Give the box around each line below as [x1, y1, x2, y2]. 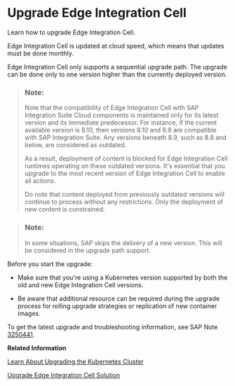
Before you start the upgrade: [7, 259, 93, 268]
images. [17, 309, 41, 317]
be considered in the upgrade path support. [24, 246, 151, 254]
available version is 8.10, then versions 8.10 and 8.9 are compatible [24, 126, 217, 135]
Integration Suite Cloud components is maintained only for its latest [24, 111, 219, 120]
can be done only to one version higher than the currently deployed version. [7, 70, 227, 78]
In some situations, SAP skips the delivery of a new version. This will [24, 238, 222, 247]
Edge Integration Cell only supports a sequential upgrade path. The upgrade [7, 62, 228, 71]
